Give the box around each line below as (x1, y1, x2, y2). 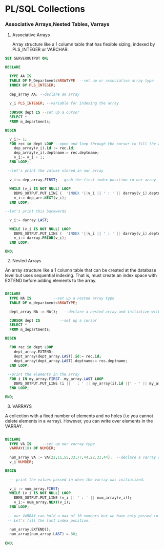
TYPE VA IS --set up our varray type (9, 441, 95, 446)
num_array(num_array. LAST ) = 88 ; (9, 531, 78, 537)
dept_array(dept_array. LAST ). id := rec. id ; (14, 354, 102, 359)
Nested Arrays (12, 258, 41, 264)
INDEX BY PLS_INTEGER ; (9, 83, 56, 87)
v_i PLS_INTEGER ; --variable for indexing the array (9, 101, 119, 106)
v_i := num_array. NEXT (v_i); (14, 500, 71, 505)
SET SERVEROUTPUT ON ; (5, 56, 49, 61)
